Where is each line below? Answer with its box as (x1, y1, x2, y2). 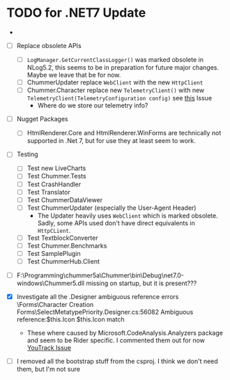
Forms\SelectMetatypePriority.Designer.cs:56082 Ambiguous (16, 308, 194, 317)
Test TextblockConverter (26, 234, 98, 242)
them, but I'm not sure (16, 365, 81, 374)
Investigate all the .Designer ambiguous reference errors (16, 293, 179, 301)
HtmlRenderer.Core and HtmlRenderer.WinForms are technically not (26, 129, 222, 137)
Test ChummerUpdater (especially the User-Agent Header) (26, 204, 197, 212)
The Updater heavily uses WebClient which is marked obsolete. (37, 211, 218, 220)
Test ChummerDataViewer (26, 195, 102, 204)
